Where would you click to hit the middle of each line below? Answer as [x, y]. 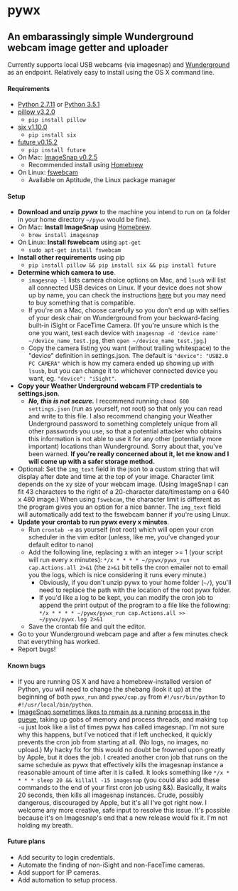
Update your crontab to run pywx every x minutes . [93, 522]
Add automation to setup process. [67, 880]
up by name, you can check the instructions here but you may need [127, 295]
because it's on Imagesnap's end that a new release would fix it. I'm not [123, 818]
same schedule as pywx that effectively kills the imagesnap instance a [120, 764]
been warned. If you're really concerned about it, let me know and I [129, 454]
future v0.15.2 [38, 142]
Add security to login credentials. [66, 857]
